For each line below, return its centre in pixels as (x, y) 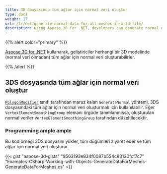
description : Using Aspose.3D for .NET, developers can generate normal (82, 28)
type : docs (16, 14)
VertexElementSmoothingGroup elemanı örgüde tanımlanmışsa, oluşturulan (80, 113)
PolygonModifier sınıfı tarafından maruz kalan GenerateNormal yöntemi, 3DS (82, 102)
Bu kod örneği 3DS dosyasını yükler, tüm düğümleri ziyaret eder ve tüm (78, 141)
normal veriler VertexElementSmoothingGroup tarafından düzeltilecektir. (77, 117)
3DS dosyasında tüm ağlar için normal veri (72, 82)
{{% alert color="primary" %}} (36, 42)
